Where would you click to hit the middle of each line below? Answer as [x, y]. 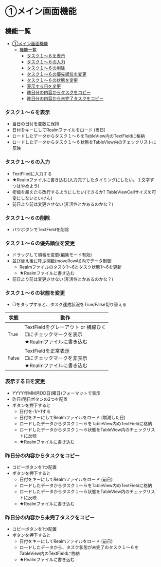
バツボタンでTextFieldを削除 [40, 229]
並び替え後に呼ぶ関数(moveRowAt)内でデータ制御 [62, 261]
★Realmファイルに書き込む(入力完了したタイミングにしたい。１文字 [81, 179]
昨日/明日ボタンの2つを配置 [40, 399]
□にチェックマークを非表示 [56, 358]
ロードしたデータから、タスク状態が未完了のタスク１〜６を [79, 547]
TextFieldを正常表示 [47, 351]
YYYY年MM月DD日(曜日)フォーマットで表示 [56, 393]
